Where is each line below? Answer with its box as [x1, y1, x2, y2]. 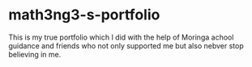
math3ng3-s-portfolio [8, 6, 160, 24]
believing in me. [8, 49, 62, 59]
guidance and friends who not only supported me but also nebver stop [8, 40, 245, 50]
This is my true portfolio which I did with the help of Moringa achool [8, 32, 234, 42]
